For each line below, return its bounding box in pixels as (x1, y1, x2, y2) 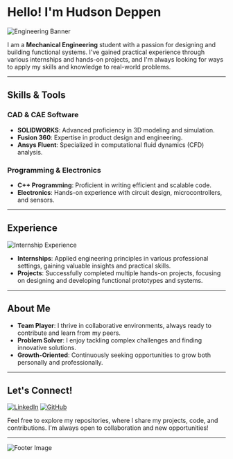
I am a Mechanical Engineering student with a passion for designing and (7, 40, 216, 49)
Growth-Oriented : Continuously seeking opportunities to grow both (17, 351, 212, 359)
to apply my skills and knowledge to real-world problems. (7, 62, 171, 71)
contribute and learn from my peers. (17, 329, 121, 337)
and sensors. (17, 196, 55, 204)
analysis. (17, 148, 43, 156)
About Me (7, 303, 51, 315)
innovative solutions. (17, 343, 76, 352)
